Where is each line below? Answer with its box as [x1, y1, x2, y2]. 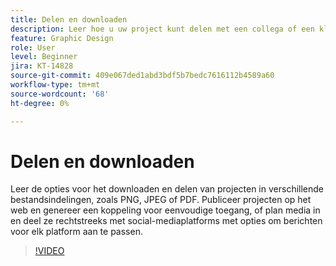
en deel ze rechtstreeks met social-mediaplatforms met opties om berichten [10, 215, 323, 227]
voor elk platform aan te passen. [10, 226, 143, 238]
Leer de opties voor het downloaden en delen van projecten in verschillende [10, 183, 325, 195]
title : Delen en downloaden [10, 14, 128, 25]
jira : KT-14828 [10, 61, 74, 71]
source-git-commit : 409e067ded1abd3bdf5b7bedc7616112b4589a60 [10, 71, 275, 81]
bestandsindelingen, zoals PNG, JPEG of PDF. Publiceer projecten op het [10, 194, 312, 206]
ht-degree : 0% [10, 98, 70, 108]
